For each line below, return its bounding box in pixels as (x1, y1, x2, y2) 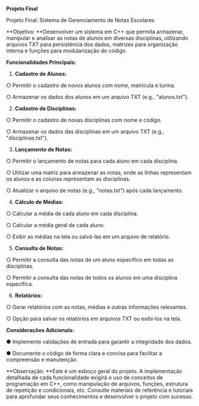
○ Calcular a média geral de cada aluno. (6, 222, 105, 228)
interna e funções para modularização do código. (6, 47, 127, 54)
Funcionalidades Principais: (6, 59, 77, 66)
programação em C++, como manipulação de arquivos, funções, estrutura (6, 380, 188, 387)
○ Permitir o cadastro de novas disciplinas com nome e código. (6, 116, 162, 123)
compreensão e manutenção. (6, 356, 78, 363)
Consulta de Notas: (14, 244, 64, 252)
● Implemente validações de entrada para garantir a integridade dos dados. (6, 338, 192, 345)
